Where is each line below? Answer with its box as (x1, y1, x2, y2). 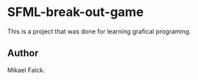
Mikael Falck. (7, 65, 45, 74)
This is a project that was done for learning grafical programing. (7, 27, 191, 35)
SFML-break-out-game (7, 4, 144, 20)
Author (7, 47, 38, 59)
